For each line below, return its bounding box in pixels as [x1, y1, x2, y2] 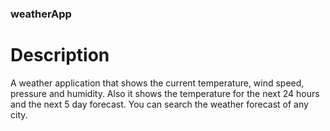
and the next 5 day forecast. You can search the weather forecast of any [10, 98, 309, 110]
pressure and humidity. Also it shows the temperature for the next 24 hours [10, 87, 320, 99]
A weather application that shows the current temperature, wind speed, [10, 77, 305, 89]
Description [10, 44, 110, 67]
